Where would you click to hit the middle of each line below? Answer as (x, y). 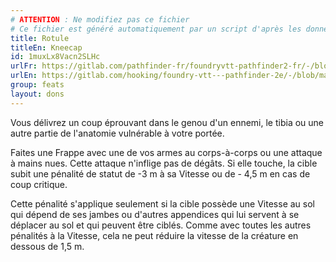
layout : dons (37, 94)
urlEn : (24, 76)
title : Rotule (40, 38)
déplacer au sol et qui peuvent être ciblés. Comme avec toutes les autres (161, 225)
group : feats (37, 85)
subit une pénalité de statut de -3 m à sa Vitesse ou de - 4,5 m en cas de (160, 173)
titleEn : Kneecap (46, 47)
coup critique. (39, 184)
